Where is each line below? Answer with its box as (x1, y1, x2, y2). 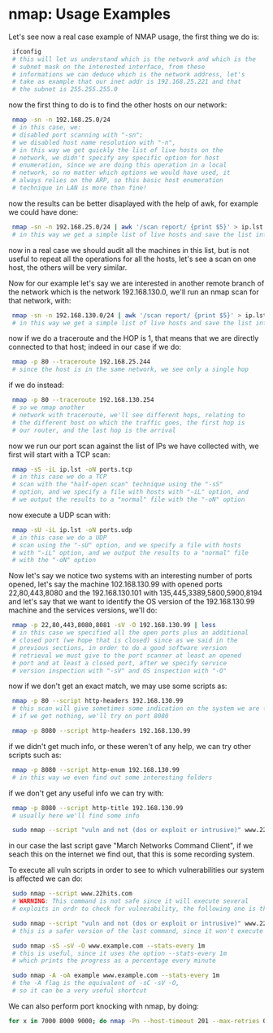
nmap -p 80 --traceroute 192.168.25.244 (11, 358, 151, 366)
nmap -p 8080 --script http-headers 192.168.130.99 (11, 727, 191, 735)
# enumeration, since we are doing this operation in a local (11, 161, 227, 169)
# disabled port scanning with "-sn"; (11, 131, 144, 139)
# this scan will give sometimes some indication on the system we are (11, 704, 260, 713)
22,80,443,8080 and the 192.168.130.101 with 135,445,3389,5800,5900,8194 (8, 588, 262, 598)
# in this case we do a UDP (11, 534, 107, 542)
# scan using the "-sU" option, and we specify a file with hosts (11, 541, 242, 549)
